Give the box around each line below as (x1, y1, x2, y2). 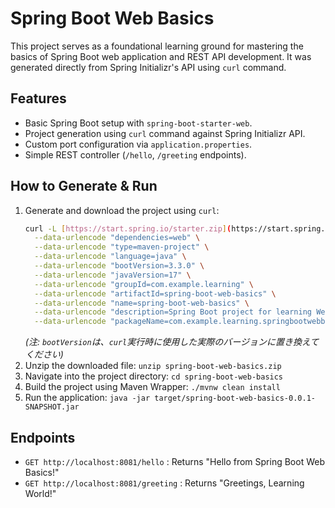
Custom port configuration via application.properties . (24, 138, 253, 150)
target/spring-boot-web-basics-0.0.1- (154, 393, 316, 404)
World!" (24, 488, 57, 499)
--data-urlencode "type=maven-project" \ (34, 242, 210, 252)
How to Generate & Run (10, 178, 158, 195)
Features (10, 90, 67, 107)
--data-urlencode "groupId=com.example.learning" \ (34, 279, 254, 289)
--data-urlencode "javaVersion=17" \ (34, 270, 192, 280)
